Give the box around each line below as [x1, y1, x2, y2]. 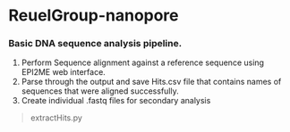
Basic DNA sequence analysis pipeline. [8, 37, 183, 50]
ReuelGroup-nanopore [8, 5, 180, 26]
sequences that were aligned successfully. [21, 86, 180, 96]
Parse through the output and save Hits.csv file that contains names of [21, 77, 282, 87]
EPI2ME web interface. [21, 67, 107, 78]
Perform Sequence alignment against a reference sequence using [21, 57, 265, 68]
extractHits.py [30, 112, 82, 123]
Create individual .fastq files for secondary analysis [21, 95, 211, 106]
